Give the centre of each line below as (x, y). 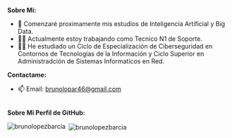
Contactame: (27, 75)
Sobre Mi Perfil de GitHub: (47, 113)
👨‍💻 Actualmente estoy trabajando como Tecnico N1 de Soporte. (110, 39)
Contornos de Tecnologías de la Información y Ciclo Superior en (111, 54)
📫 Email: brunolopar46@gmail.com (69, 89)
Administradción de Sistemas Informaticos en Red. (91, 61)
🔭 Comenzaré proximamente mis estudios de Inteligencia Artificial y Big (121, 24)
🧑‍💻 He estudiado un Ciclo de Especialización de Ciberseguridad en (115, 46)
